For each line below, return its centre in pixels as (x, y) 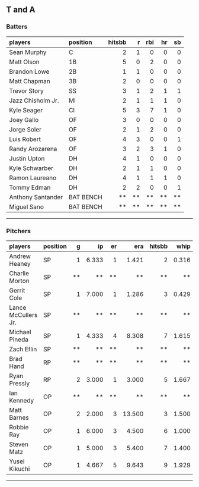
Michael (20, 332)
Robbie (19, 427)
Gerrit (17, 290)
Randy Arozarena (33, 149)
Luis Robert (25, 139)
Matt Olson (24, 62)
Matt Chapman (30, 81)
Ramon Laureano (33, 178)
